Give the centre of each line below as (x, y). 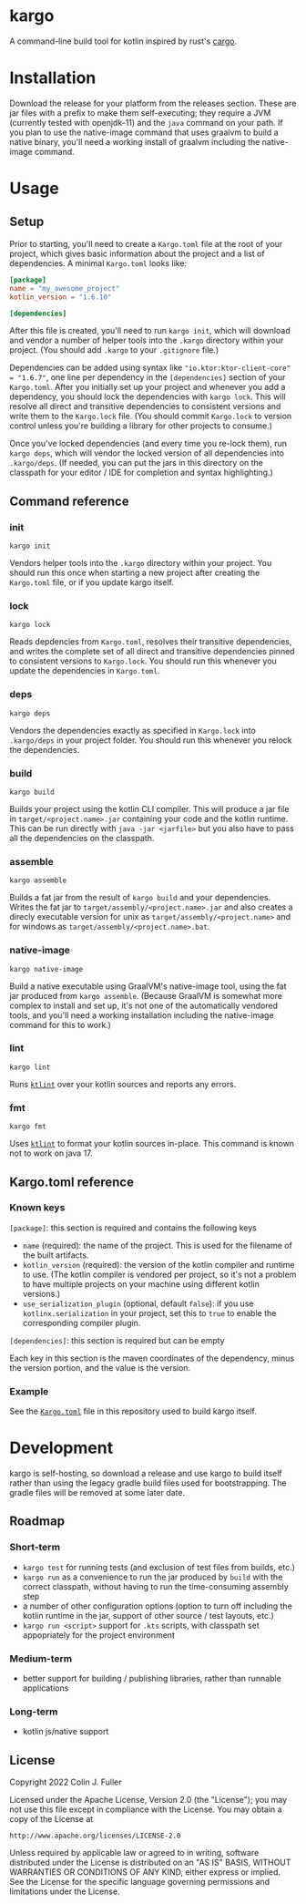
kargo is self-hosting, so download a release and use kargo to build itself (146, 1474)
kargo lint (30, 1067)
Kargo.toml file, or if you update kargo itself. (92, 582)
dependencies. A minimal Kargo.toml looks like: (98, 263)
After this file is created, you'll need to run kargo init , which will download (150, 331)
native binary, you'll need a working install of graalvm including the (135, 141)
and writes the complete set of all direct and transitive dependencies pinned (152, 652)
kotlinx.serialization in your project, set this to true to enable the (149, 1312)
